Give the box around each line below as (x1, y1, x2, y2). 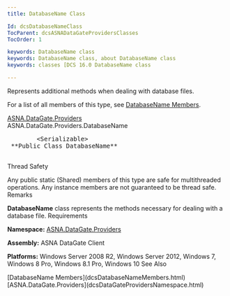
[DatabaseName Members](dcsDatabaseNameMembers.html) (7, 273, 186, 281)
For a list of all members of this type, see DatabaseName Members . (7, 100, 201, 108)
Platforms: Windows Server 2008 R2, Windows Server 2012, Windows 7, (7, 252, 216, 260)
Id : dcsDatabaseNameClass (7, 22, 82, 30)
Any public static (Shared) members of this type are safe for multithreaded (7, 176, 221, 184)
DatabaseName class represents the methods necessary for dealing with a (7, 204, 223, 212)
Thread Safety (7, 162, 49, 170)
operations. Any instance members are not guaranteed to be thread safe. (7, 183, 217, 191)
